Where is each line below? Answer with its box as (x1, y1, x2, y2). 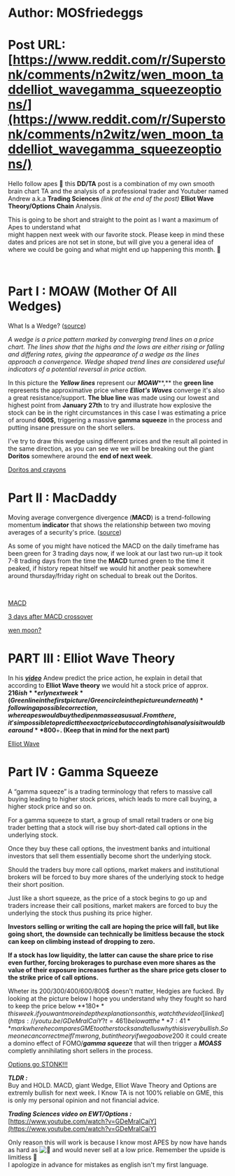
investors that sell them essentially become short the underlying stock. (8, 851, 212, 860)
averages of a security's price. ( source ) (8, 528, 122, 536)
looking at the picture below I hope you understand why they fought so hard (8, 994, 227, 1003)
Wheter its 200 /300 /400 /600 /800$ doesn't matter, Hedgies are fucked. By (8, 987, 225, 995)
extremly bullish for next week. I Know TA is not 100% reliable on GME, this (8, 1088, 224, 1097)
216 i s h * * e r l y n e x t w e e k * (8, 688, 83, 697)
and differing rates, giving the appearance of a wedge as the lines (8, 350, 200, 359)
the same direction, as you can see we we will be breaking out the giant (8, 444, 214, 453)
